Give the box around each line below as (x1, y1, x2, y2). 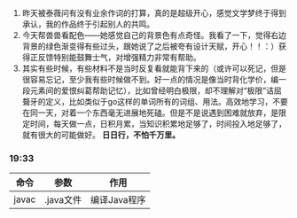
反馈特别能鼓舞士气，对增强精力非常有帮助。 (37, 52, 201, 62)
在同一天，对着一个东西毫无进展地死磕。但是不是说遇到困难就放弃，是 (21, 107, 279, 118)
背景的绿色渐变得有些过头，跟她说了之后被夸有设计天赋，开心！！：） (21, 41, 279, 51)
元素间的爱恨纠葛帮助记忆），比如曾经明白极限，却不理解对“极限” (29, 85, 267, 96)
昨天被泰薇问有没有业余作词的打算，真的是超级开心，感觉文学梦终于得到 (21, 8, 286, 18)
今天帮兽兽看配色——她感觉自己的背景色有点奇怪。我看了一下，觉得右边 (21, 30, 286, 40)
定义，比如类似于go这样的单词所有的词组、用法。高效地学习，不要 (45, 97, 288, 106)
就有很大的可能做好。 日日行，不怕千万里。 (21, 129, 180, 140)
